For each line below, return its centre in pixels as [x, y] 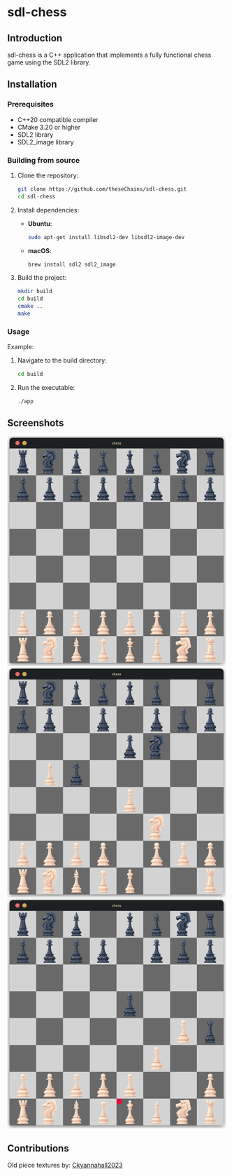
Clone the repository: [48, 175]
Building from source [44, 160]
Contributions [38, 1148]
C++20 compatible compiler [58, 119]
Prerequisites [30, 104]
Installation [32, 85]
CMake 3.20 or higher [49, 127]
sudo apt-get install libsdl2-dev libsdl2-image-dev [106, 237]
